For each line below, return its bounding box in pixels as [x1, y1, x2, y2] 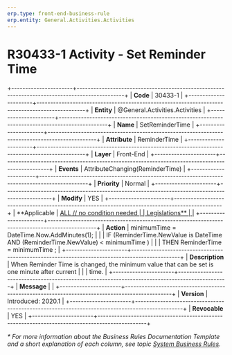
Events [58, 165, 79, 173]
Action [105, 224, 126, 232]
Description [189, 253, 224, 262]
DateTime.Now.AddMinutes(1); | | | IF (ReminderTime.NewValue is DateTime [7, 231, 223, 239]
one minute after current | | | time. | [7, 268, 107, 276]
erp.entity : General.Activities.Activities [7, 17, 135, 24]
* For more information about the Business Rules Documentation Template [7, 333, 220, 341]
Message [19, 282, 47, 291]
